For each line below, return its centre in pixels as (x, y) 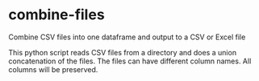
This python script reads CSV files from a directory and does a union (122, 52)
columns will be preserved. (53, 69)
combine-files (56, 15)
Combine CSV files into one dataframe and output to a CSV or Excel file (127, 37)
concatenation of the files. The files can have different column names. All (130, 61)
